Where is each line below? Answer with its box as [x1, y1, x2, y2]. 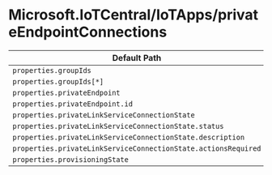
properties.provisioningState [12, 155, 130, 164]
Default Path [112, 52, 162, 63]
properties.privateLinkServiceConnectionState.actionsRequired [12, 143, 261, 153]
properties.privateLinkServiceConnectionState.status [12, 122, 224, 130]
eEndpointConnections [8, 23, 168, 41]
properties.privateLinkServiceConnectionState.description [12, 132, 245, 142]
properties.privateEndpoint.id [12, 99, 134, 109]
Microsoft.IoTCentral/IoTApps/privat [8, 6, 259, 24]
